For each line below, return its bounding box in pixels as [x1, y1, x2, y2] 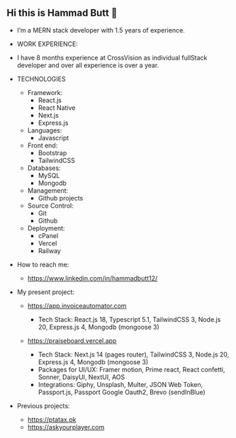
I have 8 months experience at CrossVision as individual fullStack [16, 53, 208, 62]
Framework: [27, 88, 63, 96]
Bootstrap [38, 148, 67, 157]
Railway [38, 246, 61, 255]
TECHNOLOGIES [16, 74, 66, 83]
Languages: [27, 125, 62, 135]
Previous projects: [16, 401, 70, 410]
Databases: [27, 164, 61, 172]
